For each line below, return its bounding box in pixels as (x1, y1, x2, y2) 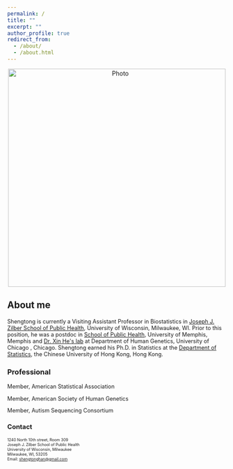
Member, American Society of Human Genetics (7, 395, 129, 402)
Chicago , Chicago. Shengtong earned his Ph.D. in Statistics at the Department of (7, 343, 217, 351)
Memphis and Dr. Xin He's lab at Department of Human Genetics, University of (7, 337, 210, 345)
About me (7, 299, 51, 311)
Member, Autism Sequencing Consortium (7, 407, 113, 415)
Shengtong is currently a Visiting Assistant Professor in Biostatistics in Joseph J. (7, 318, 215, 325)
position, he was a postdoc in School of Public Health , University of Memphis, (7, 331, 208, 338)
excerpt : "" (7, 23, 42, 30)
